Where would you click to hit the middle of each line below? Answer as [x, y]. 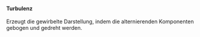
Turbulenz [20, 8]
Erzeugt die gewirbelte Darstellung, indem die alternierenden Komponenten [100, 21]
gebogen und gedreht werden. [44, 28]
